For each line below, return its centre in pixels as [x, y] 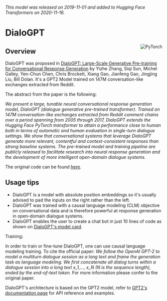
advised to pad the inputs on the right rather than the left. [71, 200]
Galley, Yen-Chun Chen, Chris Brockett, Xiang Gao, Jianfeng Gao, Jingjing [81, 74]
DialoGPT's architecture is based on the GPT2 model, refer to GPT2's [76, 287]
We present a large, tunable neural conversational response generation [79, 104]
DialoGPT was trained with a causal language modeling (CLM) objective [86, 205]
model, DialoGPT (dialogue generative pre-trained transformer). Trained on [83, 109]
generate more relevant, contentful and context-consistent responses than [82, 141]
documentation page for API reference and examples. [60, 293]
